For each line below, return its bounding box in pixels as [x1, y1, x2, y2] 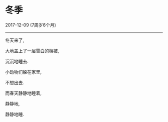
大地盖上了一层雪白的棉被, [5, 48, 59, 54]
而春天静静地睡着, [5, 90, 42, 96]
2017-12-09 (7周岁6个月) [5, 22, 56, 28]
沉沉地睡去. [5, 58, 29, 64]
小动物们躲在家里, [5, 69, 42, 75]
